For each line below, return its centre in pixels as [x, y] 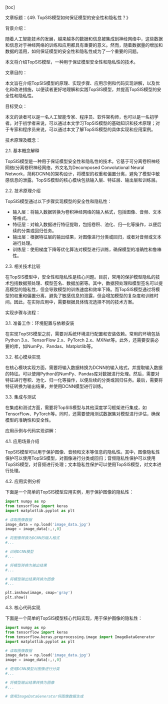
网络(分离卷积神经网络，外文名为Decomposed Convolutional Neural [75, 167]
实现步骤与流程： [23, 312]
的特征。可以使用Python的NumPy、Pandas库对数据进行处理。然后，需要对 [82, 374]
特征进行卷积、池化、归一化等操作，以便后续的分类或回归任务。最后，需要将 [84, 380]
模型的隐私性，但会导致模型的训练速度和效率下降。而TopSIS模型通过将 [82, 289]
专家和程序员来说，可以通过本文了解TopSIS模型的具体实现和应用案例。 [82, 129]
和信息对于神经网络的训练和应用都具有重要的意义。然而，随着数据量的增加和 [84, 45]
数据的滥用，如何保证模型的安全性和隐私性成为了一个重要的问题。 [73, 51]
